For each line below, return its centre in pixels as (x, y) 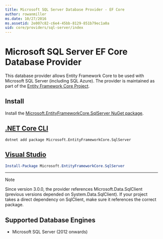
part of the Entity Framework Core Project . (47, 86)
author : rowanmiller (26, 14)
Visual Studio (26, 155)
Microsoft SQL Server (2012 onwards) (50, 232)
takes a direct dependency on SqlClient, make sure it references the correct (81, 199)
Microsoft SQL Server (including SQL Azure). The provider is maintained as (80, 81)
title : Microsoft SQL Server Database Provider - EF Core (65, 10)
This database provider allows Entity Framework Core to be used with (74, 76)
